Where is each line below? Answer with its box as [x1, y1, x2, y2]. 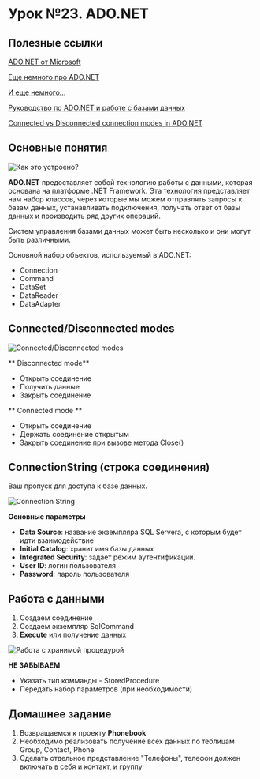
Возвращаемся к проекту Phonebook [19, 728, 147, 738]
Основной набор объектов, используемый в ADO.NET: [8, 250, 191, 259]
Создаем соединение [19, 613, 93, 623]
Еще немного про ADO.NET [8, 73, 100, 81]
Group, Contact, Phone [19, 745, 95, 755]
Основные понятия [8, 141, 108, 155]
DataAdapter [19, 299, 61, 308]
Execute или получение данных [19, 630, 127, 640]
